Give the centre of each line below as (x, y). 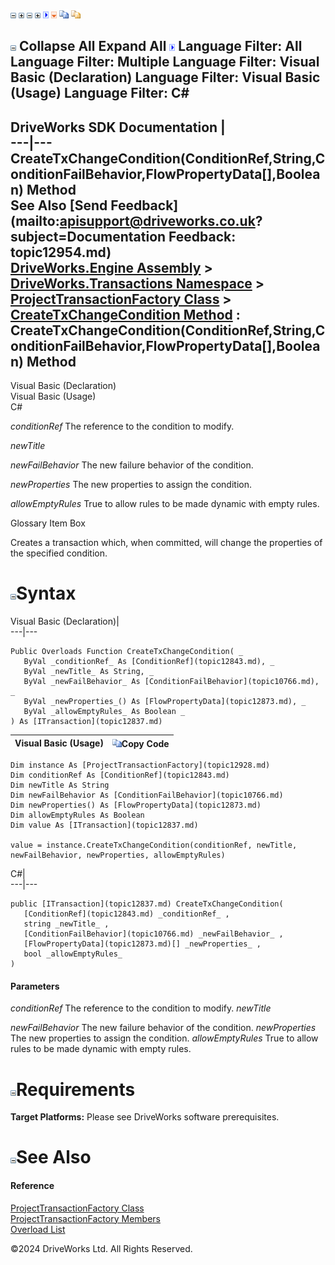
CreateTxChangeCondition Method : (125, 314)
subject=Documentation (88, 236)
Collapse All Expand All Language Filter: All (160, 46)
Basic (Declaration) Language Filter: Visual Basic (165, 77)
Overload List (38, 1229)
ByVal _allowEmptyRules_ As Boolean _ (104, 712)
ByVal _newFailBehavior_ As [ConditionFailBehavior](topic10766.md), (171, 682)
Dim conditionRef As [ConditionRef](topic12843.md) (120, 775)
